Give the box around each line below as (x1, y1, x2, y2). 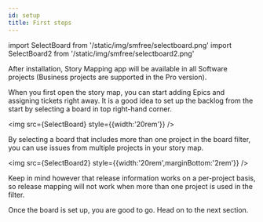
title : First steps (8, 19, 72, 27)
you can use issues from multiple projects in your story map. (8, 143, 204, 152)
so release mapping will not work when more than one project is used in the (8, 181, 254, 191)
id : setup (8, 11, 41, 20)
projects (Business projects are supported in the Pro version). (8, 72, 207, 82)
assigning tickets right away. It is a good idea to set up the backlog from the (8, 96, 254, 105)
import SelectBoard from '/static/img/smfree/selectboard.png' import (8, 40, 232, 49)
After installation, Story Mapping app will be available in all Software (8, 64, 228, 73)
